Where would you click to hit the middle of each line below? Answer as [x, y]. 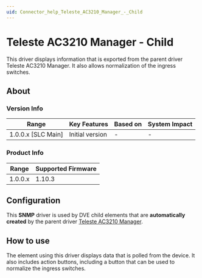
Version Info [25, 109]
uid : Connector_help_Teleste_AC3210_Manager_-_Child [75, 12]
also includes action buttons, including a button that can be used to [91, 262]
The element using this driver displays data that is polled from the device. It [101, 255]
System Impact [170, 124]
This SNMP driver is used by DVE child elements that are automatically [96, 215]
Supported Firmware [66, 168]
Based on [128, 124]
